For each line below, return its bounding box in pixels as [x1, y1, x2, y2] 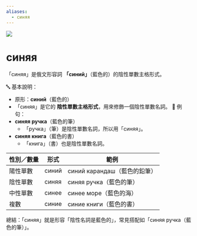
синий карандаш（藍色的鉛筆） [67, 167, 157, 175]
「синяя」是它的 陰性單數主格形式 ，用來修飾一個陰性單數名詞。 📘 [14, 103, 176, 110]
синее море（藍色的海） [67, 189, 137, 198]
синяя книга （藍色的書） [14, 133, 78, 140]
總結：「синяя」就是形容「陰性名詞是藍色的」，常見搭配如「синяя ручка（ [6, 217, 186, 224]
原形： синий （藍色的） [14, 96, 73, 103]
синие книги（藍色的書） [67, 200, 139, 208]
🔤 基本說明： [6, 83, 38, 90]
